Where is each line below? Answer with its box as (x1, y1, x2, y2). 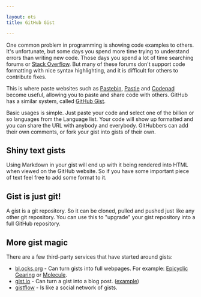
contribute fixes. (6, 73, 47, 80)
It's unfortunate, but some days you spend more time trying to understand (6, 47, 190, 54)
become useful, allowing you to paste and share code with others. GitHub (6, 91, 188, 98)
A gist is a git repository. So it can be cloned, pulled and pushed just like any (6, 207, 195, 214)
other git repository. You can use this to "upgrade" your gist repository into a (6, 214, 196, 221)
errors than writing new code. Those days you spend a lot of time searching (6, 54, 194, 61)
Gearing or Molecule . (14, 271, 68, 278)
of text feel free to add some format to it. (6, 174, 107, 181)
